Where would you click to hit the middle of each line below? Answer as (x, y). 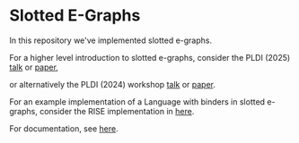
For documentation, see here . (64, 128)
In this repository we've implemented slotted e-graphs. (111, 40)
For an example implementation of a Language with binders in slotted (137, 101)
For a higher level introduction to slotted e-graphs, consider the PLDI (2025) (150, 57)
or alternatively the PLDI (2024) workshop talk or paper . (113, 84)
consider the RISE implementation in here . (117, 111)
